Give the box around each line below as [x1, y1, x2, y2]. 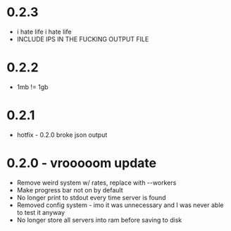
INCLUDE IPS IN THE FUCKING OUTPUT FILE [16, 34, 149, 43]
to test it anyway [16, 208, 65, 216]
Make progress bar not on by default [16, 185, 123, 194]
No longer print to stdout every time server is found [16, 193, 166, 202]
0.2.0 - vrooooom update [6, 155, 157, 171]
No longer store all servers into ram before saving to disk [16, 216, 182, 224]
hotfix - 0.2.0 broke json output [16, 131, 108, 139]
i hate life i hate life [16, 27, 72, 36]
